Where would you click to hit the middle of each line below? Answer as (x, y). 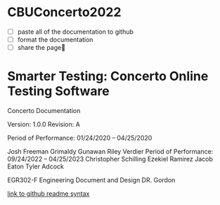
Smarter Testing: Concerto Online (108, 76)
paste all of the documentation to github (75, 32)
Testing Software (59, 91)
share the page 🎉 (41, 48)
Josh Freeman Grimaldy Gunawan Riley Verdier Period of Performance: (110, 152)
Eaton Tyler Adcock (36, 166)
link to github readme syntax (48, 194)
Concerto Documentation (44, 111)
